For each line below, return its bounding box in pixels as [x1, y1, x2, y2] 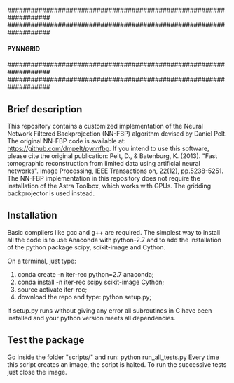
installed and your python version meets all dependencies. [7, 313, 177, 322]
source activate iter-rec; [17, 285, 88, 294]
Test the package [7, 334, 85, 346]
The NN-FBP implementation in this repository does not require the [7, 174, 201, 182]
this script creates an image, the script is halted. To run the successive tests [7, 360, 227, 368]
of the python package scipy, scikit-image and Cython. [7, 242, 166, 252]
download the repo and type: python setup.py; [17, 292, 152, 301]
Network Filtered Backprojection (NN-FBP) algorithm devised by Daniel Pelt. [7, 129, 227, 138]
